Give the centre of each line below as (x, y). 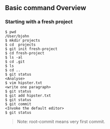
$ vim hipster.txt (24, 83)
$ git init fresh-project (31, 49)
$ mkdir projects (23, 40)
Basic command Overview (46, 8)
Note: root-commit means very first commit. (61, 121)
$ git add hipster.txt (28, 96)
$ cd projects (20, 45)
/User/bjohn (17, 36)
